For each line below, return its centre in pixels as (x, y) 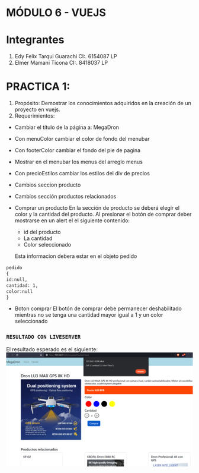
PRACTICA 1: (38, 87)
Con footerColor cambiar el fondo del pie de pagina (78, 150)
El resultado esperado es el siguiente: (52, 349)
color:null (20, 292)
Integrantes (35, 40)
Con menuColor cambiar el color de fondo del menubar (82, 139)
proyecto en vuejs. (37, 109)
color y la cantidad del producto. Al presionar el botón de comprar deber (103, 215)
